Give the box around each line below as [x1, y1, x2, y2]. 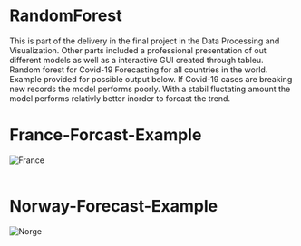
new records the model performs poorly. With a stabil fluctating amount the [9, 83, 291, 94]
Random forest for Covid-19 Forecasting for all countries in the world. [9, 64, 268, 75]
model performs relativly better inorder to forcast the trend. [9, 92, 231, 104]
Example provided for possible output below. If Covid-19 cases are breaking [9, 73, 293, 84]
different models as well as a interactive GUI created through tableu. [9, 54, 265, 65]
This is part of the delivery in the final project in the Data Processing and [9, 35, 280, 46]
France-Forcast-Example [9, 125, 202, 146]
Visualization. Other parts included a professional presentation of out [9, 44, 267, 55]
